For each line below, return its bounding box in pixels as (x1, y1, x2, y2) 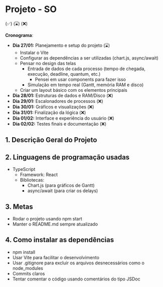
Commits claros (12, 270, 45, 276)
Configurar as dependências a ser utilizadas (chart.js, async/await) (20, 54, 159, 61)
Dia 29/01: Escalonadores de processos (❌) (12, 98, 104, 104)
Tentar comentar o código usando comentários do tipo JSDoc (12, 276, 140, 282)
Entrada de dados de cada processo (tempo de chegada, (27, 66, 145, 72)
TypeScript (12, 166, 36, 173)
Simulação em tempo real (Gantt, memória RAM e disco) (27, 82, 144, 88)
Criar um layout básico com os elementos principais (20, 87, 127, 93)
